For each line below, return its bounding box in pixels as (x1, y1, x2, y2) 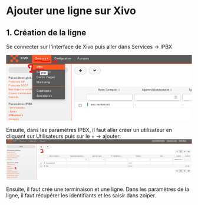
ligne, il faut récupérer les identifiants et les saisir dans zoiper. (6, 191, 157, 199)
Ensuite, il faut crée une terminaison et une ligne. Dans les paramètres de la (6, 186, 190, 193)
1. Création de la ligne (6, 28, 87, 38)
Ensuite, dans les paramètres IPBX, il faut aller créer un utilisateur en (6, 127, 173, 134)
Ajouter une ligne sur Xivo (6, 4, 137, 18)
